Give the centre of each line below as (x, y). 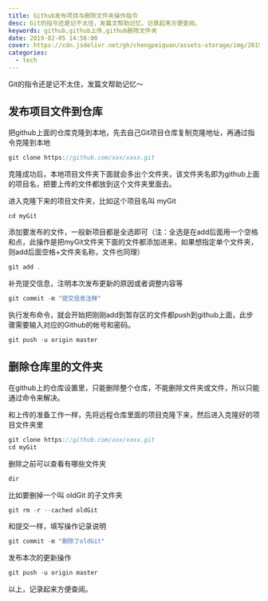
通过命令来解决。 (36, 397)
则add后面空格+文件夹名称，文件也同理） (77, 252)
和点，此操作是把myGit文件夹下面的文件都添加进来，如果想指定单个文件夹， (133, 242)
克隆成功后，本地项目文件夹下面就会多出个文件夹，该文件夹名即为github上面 (134, 173)
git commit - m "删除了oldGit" (57, 541)
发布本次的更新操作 (40, 558)
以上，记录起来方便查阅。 (50, 589)
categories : (28, 53)
